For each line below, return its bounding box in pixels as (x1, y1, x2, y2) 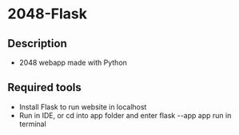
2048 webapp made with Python (18, 58, 127, 67)
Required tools (7, 81, 82, 94)
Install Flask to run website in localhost (18, 101, 147, 112)
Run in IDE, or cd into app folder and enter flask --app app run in (18, 110, 232, 120)
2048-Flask (7, 5, 87, 23)
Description (7, 37, 67, 50)
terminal (18, 119, 47, 129)
